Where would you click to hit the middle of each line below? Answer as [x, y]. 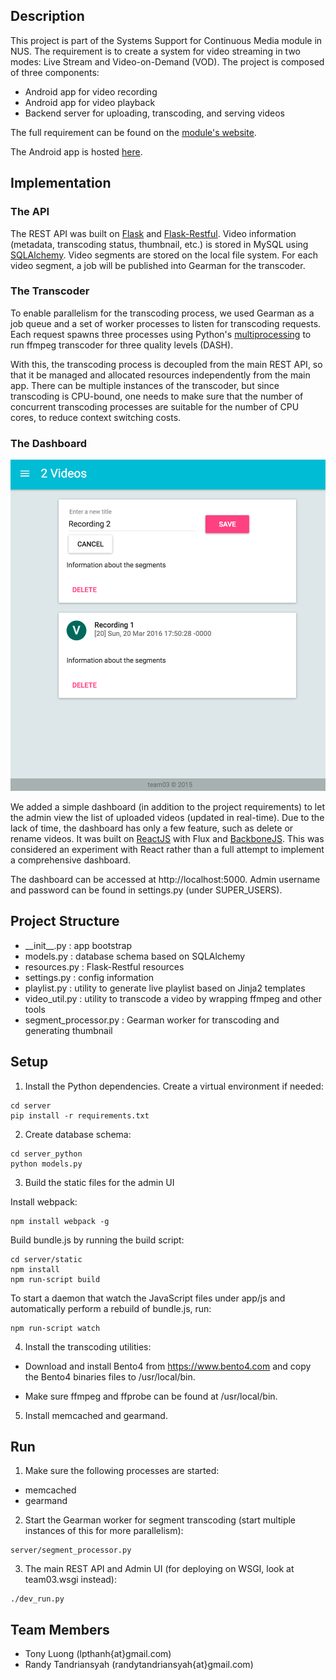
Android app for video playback [90, 102]
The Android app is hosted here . [76, 151]
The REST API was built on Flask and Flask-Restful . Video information [153, 233]
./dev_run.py [37, 1599]
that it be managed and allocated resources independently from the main [160, 375]
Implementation [61, 183]
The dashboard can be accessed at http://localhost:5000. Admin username [165, 879]
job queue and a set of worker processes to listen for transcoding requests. [166, 323]
